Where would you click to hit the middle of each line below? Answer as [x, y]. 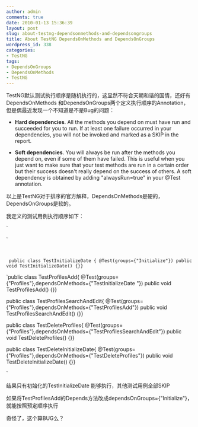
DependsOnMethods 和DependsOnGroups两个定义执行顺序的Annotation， [98, 103]
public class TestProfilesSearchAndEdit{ [55, 301]
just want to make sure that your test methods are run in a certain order [102, 165]
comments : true [25, 17]
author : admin [24, 12]
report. [23, 141]
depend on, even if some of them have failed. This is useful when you [100, 159]
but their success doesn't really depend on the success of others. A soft [103, 171]
